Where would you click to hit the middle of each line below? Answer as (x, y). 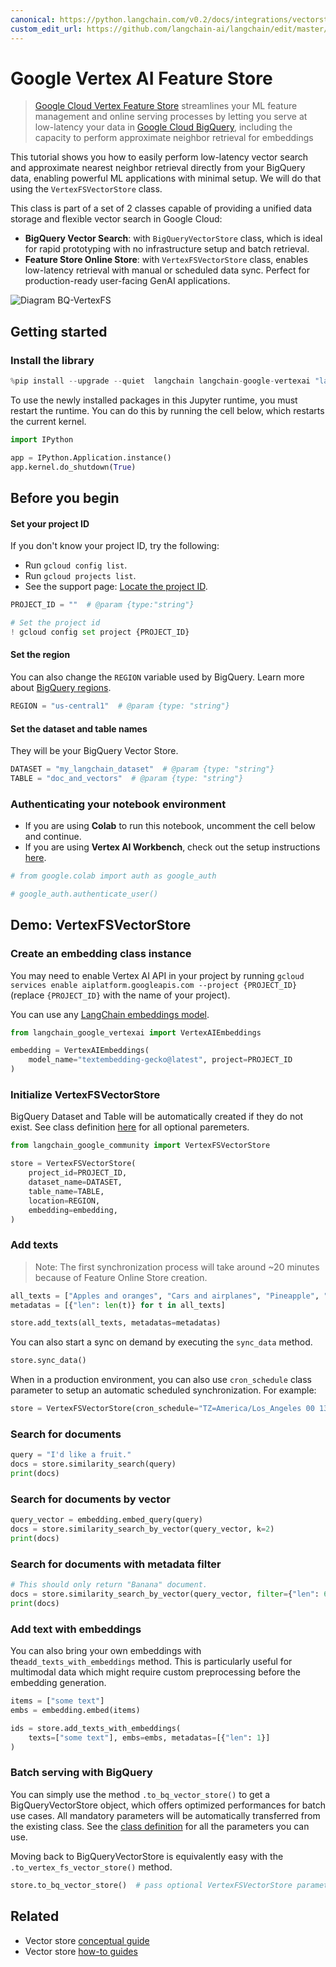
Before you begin (65, 498)
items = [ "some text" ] (57, 1701)
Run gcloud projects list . (80, 576)
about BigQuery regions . (61, 688)
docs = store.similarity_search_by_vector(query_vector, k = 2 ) (142, 1529)
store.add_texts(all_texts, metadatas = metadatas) (116, 1323)
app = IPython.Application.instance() (91, 457)
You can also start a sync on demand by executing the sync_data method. (161, 1342)
